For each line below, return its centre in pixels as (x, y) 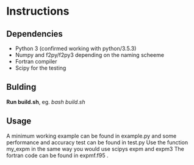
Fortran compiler (36, 61)
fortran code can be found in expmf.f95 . (57, 155)
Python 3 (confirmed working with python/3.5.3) (76, 48)
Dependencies (34, 34)
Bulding (21, 87)
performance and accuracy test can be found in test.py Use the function (97, 142)
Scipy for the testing (41, 68)
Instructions (38, 11)
